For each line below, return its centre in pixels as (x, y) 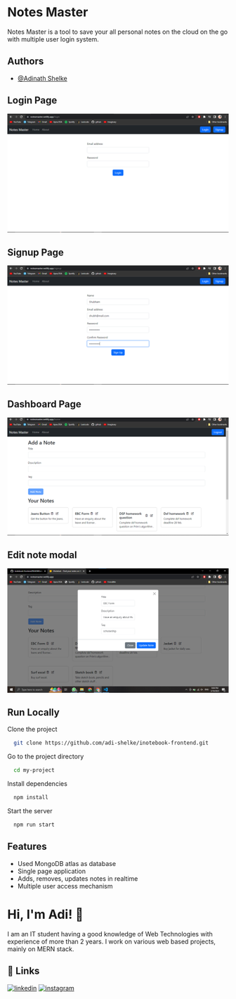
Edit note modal (42, 555)
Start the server (30, 811)
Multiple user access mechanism (65, 886)
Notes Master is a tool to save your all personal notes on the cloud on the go (118, 32)
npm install (31, 798)
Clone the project (32, 730)
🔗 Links (24, 971)
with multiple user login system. (53, 39)
